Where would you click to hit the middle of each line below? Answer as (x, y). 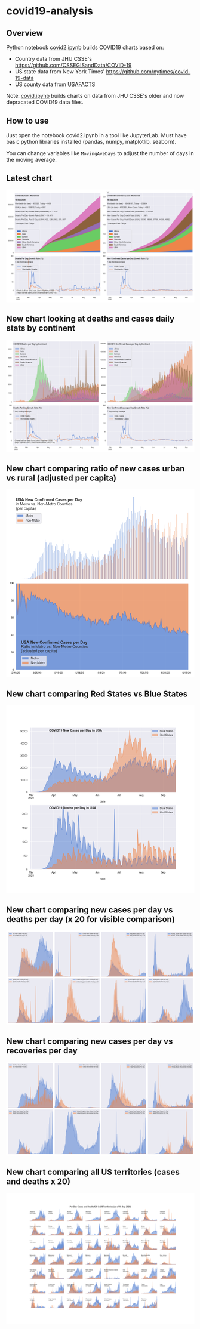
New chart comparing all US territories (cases (93, 1172)
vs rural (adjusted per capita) (61, 478)
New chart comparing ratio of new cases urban (96, 469)
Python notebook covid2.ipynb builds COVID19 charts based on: (85, 47)
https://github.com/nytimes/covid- (148, 72)
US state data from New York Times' (60, 72)
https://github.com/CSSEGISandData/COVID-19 (73, 65)
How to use (27, 121)
